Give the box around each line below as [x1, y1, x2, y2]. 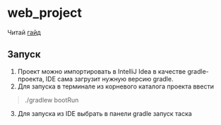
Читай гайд [7, 28, 41, 37]
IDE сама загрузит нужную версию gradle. [45, 74, 174, 83]
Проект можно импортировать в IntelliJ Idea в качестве [17, 67, 186, 75]
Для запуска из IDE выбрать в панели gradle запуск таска [17, 109, 192, 117]
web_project [7, 5, 83, 21]
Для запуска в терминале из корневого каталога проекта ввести [17, 82, 214, 91]
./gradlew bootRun [24, 96, 79, 104]
